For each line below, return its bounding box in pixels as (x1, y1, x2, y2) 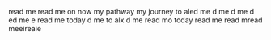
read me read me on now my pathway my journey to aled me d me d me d (8, 7, 255, 16)
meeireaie (8, 24, 42, 33)
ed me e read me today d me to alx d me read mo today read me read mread (8, 15, 263, 25)
